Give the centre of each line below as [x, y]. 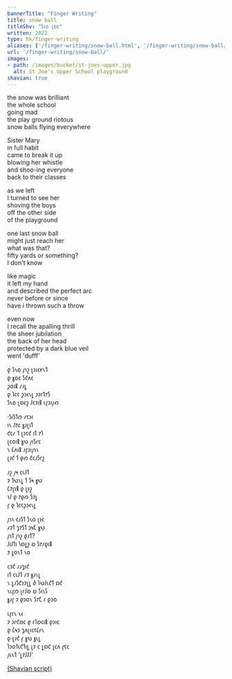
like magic [22, 276]
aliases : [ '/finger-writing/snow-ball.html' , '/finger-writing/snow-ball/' [118, 46]
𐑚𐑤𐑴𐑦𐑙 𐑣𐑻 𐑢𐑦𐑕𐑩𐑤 [24, 442]
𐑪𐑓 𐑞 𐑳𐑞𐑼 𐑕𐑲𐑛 [22, 497]
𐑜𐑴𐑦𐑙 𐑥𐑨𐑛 [17, 386]
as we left [21, 190]
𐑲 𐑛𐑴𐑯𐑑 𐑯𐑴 [19, 552]
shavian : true [28, 78]
